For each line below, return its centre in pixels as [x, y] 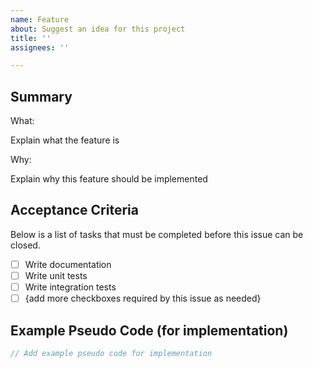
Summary [41, 96]
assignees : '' [40, 47]
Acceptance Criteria [74, 210]
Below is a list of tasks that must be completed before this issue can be [157, 234]
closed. [25, 245]
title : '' [31, 38]
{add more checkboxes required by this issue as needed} [143, 298]
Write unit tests [56, 275]
